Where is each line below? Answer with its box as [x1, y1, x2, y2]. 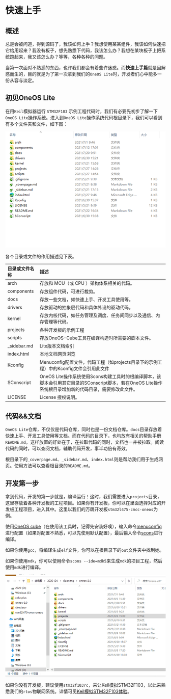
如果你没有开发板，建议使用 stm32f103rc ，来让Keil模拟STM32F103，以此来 [5, 682, 161, 688]
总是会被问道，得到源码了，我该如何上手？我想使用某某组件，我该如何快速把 [5, 41, 166, 47]
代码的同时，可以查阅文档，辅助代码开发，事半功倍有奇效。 [5, 445, 130, 451]
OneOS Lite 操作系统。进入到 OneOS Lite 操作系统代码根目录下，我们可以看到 [5, 114, 163, 120]
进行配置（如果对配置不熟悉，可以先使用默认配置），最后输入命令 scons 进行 [5, 530, 163, 536]
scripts [7, 335, 22, 341]
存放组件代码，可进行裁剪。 [40, 288, 98, 294]
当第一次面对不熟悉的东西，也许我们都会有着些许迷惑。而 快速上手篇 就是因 [5, 65, 161, 70]
